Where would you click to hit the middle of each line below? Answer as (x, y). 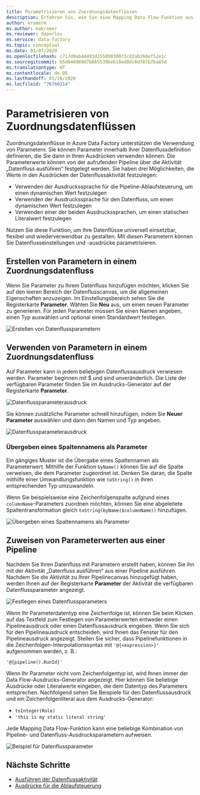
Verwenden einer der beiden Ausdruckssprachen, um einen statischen (102, 212)
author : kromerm (26, 23)
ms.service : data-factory (38, 40)
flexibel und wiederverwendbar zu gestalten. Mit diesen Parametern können (99, 236)
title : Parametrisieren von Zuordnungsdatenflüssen (72, 12)
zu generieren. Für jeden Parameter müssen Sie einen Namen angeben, (94, 311)
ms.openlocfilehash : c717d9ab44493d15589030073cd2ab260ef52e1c (87, 56)
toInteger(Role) (35, 711)
